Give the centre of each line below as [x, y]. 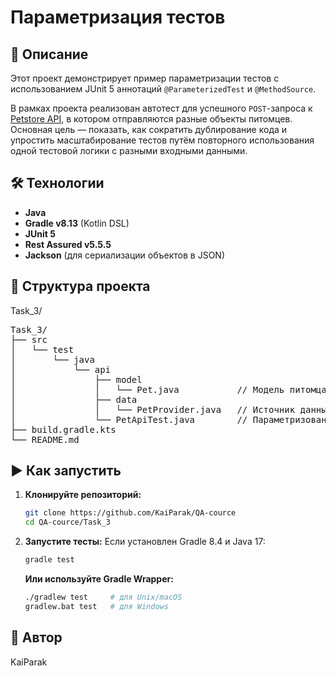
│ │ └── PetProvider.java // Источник [153, 409]
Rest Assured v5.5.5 [68, 244]
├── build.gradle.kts [63, 429]
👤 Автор [36, 637]
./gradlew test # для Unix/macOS [103, 597]
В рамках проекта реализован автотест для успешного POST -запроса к [161, 108]
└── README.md [45, 439]
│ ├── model [76, 379]
